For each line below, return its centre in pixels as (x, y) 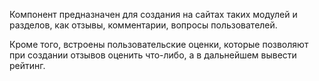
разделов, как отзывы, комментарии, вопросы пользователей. (143, 25)
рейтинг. (27, 65)
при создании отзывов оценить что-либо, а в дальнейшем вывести (153, 55)
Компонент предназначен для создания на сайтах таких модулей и (153, 14)
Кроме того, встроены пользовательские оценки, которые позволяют (159, 44)
